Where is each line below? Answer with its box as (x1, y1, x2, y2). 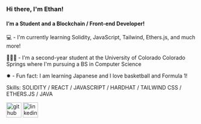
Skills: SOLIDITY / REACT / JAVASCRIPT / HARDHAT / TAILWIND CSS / (6, 84, 182, 91)
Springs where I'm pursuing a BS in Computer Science (6, 60, 142, 68)
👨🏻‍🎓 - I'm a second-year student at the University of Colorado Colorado (6, 54, 186, 62)
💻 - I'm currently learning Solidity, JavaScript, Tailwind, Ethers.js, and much (6, 34, 196, 41)
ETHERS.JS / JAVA (6, 90, 53, 98)
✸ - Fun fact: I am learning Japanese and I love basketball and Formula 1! (6, 72, 188, 80)
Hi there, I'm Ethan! (6, 5, 64, 13)
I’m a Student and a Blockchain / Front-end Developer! (6, 20, 145, 27)
